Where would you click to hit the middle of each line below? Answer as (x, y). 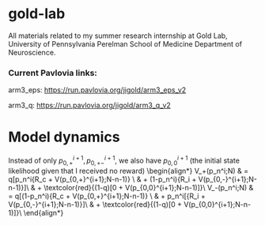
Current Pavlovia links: (53, 73)
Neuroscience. (32, 52)
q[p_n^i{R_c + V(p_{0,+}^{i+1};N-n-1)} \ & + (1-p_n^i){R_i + (102, 179)
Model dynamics (64, 137)
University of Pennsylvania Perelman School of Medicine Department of (125, 43)
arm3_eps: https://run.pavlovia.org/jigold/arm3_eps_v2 (97, 90)
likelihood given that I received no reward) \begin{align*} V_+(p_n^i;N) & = (129, 171)
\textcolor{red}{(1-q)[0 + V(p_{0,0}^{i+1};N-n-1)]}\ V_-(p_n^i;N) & (148, 187)
